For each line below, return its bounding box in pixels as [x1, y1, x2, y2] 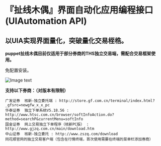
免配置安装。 [5, 68, 31, 73]
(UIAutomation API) [5, 15, 87, 27]
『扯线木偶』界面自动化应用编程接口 [5, 4, 154, 16]
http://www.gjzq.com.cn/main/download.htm [5, 126, 94, 131]
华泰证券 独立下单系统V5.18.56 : [5, 108, 69, 113]
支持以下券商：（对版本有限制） [5, 87, 69, 93]
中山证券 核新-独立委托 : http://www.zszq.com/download [5, 132, 118, 137]
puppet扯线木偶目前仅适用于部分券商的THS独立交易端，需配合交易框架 [5, 51, 152, 56]
